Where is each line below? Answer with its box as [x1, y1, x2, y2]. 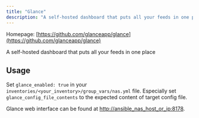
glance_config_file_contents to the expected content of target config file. [6, 94, 188, 101]
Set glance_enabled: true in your [6, 81, 87, 88]
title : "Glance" [6, 8, 46, 15]
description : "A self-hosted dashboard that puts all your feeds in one [6, 14, 190, 20]
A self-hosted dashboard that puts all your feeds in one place [6, 48, 156, 55]
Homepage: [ [6, 30, 38, 37]
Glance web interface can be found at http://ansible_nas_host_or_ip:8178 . [6, 105, 185, 113]
